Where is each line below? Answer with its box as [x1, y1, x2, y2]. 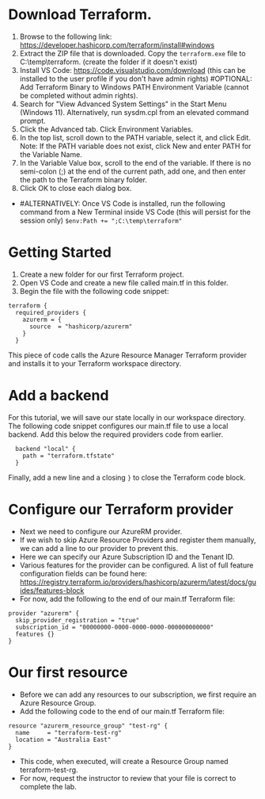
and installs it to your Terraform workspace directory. [8, 358, 182, 368]
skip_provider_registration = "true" [15, 616, 140, 624]
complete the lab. [19, 782, 77, 791]
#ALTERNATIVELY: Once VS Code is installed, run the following [19, 198, 225, 208]
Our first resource [8, 663, 128, 681]
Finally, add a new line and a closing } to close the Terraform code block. [8, 472, 246, 482]
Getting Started [8, 243, 112, 262]
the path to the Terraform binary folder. [19, 174, 148, 184]
